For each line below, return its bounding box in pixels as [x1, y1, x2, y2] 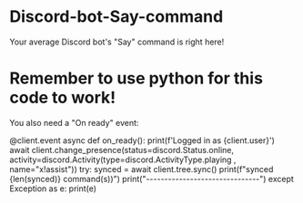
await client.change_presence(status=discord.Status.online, [9, 144, 235, 155]
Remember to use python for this [9, 68, 264, 89]
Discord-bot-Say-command [9, 6, 224, 27]
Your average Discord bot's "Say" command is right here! [9, 36, 225, 47]
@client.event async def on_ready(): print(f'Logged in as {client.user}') [9, 134, 276, 146]
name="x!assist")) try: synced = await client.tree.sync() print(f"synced [9, 163, 274, 174]
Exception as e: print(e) [9, 183, 97, 194]
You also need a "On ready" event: [9, 117, 139, 128]
